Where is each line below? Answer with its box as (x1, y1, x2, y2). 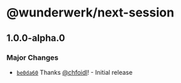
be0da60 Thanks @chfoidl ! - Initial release (16, 68, 133, 76)
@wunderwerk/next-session (6, 5, 175, 21)
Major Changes (6, 53, 59, 62)
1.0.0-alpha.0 (6, 32, 66, 44)
